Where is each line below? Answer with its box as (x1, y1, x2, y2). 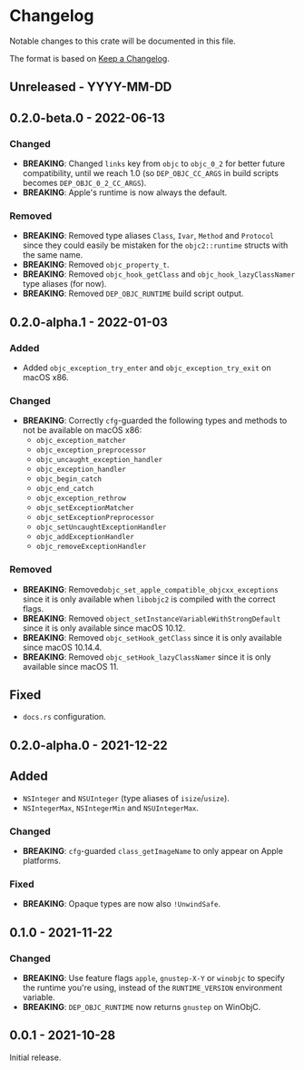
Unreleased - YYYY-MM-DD (9, 79, 172, 95)
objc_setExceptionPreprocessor (35, 514, 155, 523)
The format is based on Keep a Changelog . (9, 53, 170, 64)
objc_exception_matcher (35, 437, 127, 446)
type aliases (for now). (22, 279, 107, 290)
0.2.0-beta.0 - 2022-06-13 (9, 110, 166, 125)
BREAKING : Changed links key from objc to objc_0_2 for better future (22, 158, 286, 169)
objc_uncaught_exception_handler (35, 456, 163, 465)
